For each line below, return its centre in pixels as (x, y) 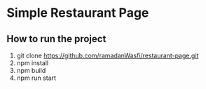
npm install (33, 63)
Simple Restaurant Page (78, 13)
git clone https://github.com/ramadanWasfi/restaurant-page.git (108, 55)
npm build (31, 70)
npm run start (36, 78)
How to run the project (56, 39)
